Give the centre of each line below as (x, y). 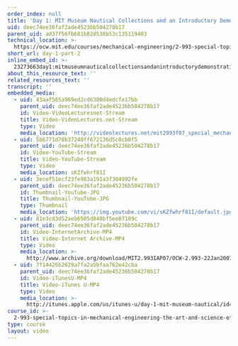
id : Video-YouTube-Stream (58, 153)
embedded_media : (31, 93)
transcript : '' (30, 87)
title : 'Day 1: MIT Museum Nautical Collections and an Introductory (112, 21)
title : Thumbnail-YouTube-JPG (65, 199)
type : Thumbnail (44, 206)
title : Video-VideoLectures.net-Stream (79, 119)
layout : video (28, 331)
